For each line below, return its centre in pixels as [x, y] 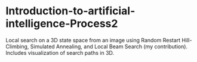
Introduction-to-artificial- [70, 11]
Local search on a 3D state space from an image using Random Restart [93, 40]
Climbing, [17, 46]
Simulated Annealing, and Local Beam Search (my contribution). [109, 46]
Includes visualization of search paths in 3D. [60, 52]
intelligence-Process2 [62, 24]
